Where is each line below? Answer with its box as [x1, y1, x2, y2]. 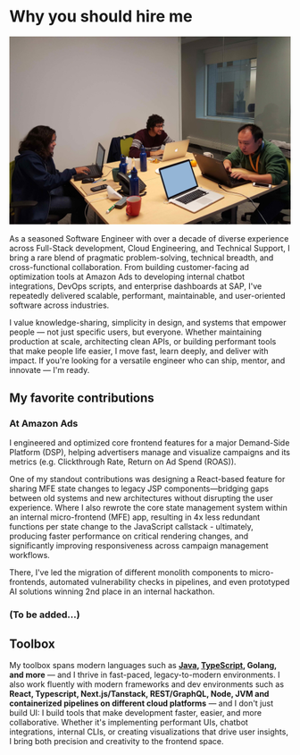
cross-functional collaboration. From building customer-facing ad [9, 261, 250, 272]
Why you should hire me [9, 6, 193, 27]
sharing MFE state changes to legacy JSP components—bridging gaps [9, 483, 270, 494]
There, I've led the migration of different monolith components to [9, 567, 248, 578]
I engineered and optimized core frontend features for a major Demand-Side [9, 437, 290, 448]
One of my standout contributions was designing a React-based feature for [9, 474, 286, 485]
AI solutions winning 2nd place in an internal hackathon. [9, 586, 215, 597]
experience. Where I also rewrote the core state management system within [9, 503, 287, 513]
